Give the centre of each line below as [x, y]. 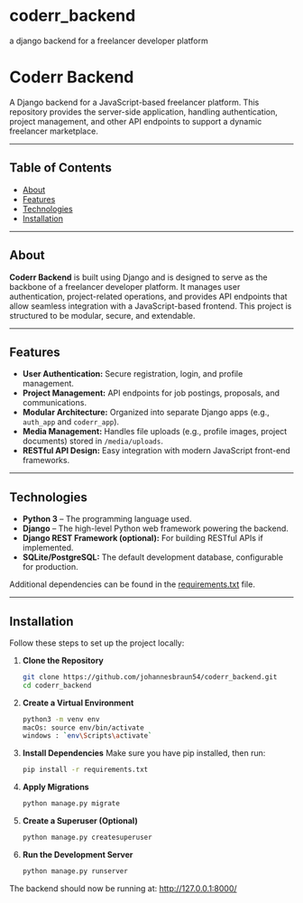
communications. [55, 403]
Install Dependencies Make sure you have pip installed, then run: [144, 753]
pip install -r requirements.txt [85, 770]
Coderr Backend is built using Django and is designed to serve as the [138, 277]
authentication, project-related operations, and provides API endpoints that [148, 296]
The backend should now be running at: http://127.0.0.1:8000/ [123, 888]
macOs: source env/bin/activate [83, 728]
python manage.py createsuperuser [87, 838]
